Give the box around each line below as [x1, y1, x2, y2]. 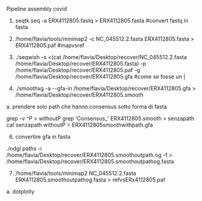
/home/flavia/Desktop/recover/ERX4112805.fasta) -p [15, 60, 147, 67]
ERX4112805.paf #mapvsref [15, 42, 85, 49]
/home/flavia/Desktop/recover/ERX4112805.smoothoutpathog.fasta [6, 158, 175, 165]
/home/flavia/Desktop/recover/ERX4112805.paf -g [15, 66, 141, 74]
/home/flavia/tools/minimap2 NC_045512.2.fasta [15, 170, 136, 177]
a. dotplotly [6, 188, 35, 195]
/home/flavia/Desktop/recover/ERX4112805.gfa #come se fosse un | [15, 73, 186, 80]
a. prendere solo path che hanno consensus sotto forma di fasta [6, 103, 167, 110]
